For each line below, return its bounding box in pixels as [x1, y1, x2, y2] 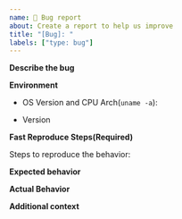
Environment [9, 80, 58, 90]
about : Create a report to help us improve [9, 21, 174, 30]
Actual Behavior [9, 184, 70, 195]
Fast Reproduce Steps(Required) [9, 131, 134, 143]
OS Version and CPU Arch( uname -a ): [21, 97, 158, 108]
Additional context [9, 201, 80, 212]
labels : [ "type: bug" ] [9, 38, 94, 47]
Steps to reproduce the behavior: [9, 149, 131, 160]
